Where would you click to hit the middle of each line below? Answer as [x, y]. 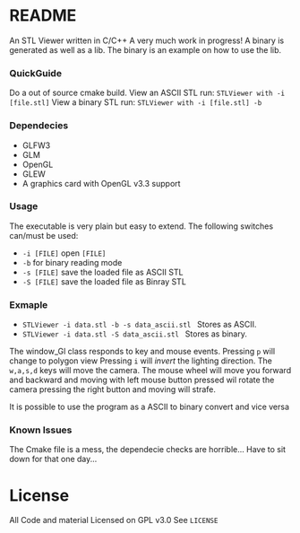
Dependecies [39, 126]
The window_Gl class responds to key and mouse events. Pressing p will [142, 352]
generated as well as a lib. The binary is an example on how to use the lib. [146, 49]
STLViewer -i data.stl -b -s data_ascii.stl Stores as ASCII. [139, 325]
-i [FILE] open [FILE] [64, 253]
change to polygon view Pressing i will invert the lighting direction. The [141, 361]
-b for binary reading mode [72, 262]
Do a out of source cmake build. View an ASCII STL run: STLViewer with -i [147, 93]
